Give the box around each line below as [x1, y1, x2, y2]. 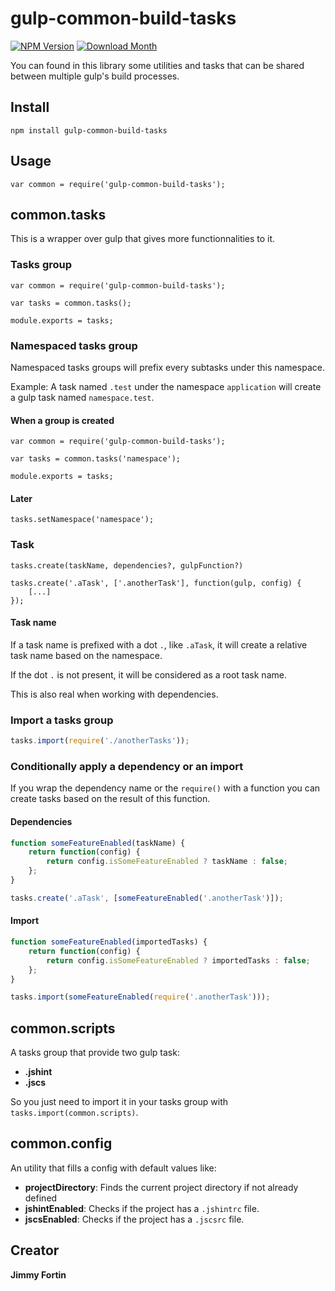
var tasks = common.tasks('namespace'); [10, 454, 182, 464]
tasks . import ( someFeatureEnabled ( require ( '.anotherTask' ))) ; [10, 992, 271, 1002]
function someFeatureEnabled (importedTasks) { [10, 937, 208, 947]
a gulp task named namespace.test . [10, 391, 155, 403]
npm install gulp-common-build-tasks [10, 125, 168, 136]
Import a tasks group [10, 713, 114, 727]
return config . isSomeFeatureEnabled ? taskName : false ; [46, 857, 288, 867]
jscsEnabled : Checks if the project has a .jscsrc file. [24, 1213, 245, 1225]
